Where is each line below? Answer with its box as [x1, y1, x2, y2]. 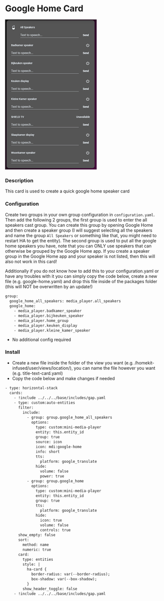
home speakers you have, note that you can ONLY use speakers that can [5, 243, 152, 249]
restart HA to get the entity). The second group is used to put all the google [5, 238, 157, 243]
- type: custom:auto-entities [14, 400, 76, 405]
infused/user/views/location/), [12, 365, 73, 371]
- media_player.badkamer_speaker [14, 308, 82, 313]
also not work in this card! [5, 258, 57, 264]
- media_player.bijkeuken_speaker [14, 313, 84, 318]
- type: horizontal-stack [5, 385, 58, 390]
